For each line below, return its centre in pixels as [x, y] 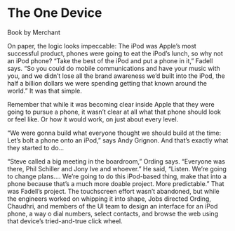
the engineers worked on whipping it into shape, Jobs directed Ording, [109, 199]
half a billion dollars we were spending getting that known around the [107, 83]
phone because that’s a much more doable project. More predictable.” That [116, 183]
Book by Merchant [34, 32]
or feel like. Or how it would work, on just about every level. [93, 119]
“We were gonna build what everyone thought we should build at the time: [114, 133]
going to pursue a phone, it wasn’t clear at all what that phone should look [114, 112]
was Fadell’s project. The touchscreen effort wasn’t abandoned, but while [113, 191]
